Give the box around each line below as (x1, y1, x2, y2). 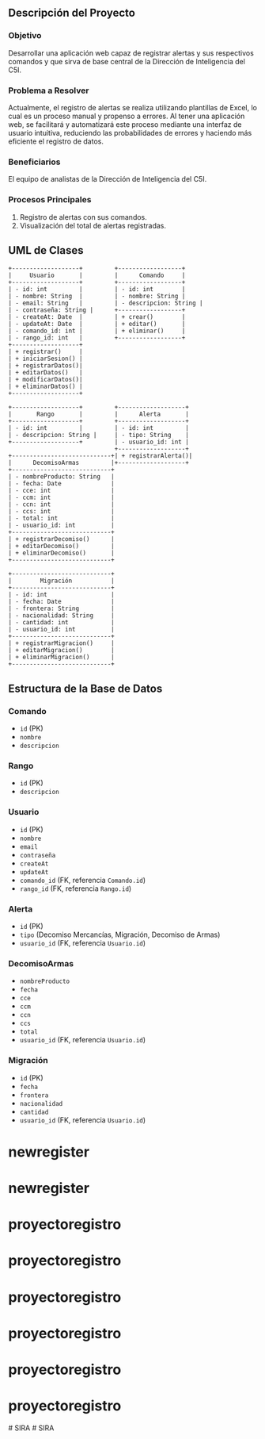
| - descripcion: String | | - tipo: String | (8, 432, 190, 439)
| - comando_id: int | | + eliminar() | (8, 327, 186, 336)
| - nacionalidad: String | (8, 612, 115, 620)
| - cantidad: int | (8, 619, 115, 627)
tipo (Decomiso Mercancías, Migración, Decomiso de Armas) (19, 930, 221, 939)
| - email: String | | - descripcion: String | (8, 299, 203, 308)
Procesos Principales (8, 194, 92, 205)
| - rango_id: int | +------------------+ (8, 334, 186, 342)
